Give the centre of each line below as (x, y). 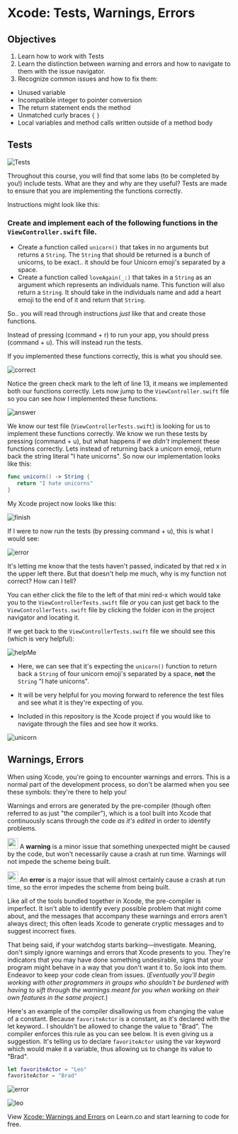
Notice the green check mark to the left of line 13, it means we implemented (118, 383)
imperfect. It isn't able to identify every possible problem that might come (114, 908)
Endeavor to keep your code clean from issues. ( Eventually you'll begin (111, 975)
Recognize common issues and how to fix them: (87, 79)
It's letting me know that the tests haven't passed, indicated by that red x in (117, 566)
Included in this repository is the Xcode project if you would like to (114, 716)
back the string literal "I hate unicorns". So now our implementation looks (114, 456)
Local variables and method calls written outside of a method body (115, 123)
